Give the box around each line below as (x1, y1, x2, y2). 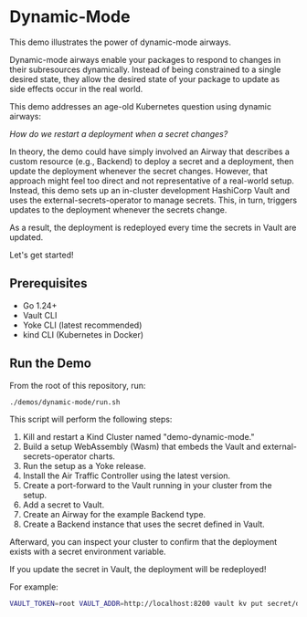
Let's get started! (9, 249, 75, 260)
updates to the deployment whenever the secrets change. (9, 204, 228, 215)
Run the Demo (9, 356, 91, 371)
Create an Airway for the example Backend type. (22, 509, 206, 520)
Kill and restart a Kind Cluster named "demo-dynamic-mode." (22, 432, 255, 443)
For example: (9, 581, 59, 592)
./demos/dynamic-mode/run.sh (9, 397, 121, 407)
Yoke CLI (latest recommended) (22, 319, 143, 330)
